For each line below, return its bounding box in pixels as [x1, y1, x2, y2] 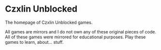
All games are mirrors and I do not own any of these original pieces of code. [5, 29, 156, 34]
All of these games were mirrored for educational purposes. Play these [5, 34, 146, 40]
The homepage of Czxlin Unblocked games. [5, 19, 93, 25]
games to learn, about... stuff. [5, 39, 64, 45]
